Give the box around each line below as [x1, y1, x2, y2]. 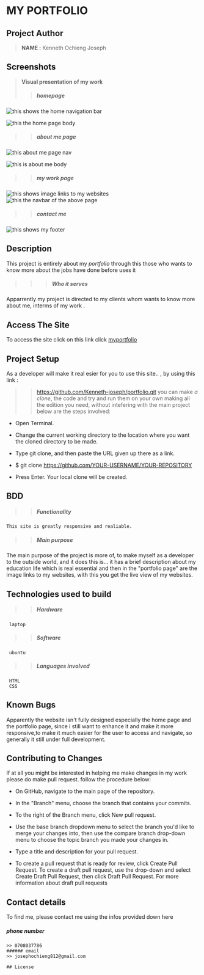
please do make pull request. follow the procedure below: [6, 776, 151, 783]
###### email [6, 948, 40, 954]
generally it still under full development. [6, 736, 106, 743]
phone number [6, 927, 45, 935]
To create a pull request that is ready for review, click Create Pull [15, 860, 178, 867]
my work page [36, 175, 75, 182]
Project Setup [6, 354, 60, 364]
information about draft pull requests [15, 879, 108, 886]
